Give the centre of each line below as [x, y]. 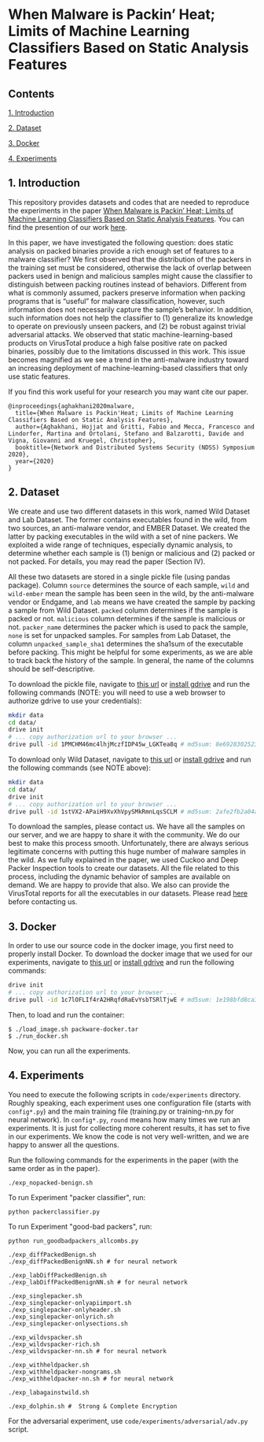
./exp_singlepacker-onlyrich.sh [61, 1317]
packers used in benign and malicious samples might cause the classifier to [130, 276]
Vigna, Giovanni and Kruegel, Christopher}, [82, 440]
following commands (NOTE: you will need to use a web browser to [117, 692]
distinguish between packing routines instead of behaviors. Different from [128, 284]
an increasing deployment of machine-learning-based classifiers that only [128, 368]
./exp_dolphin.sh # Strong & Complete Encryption [93, 1406]
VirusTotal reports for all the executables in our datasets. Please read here [128, 893]
